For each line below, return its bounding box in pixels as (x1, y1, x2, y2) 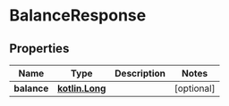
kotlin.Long (57, 82, 106, 94)
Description (114, 68, 165, 79)
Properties (9, 41, 70, 56)
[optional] (174, 82, 216, 94)
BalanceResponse (9, 5, 147, 26)
